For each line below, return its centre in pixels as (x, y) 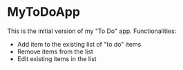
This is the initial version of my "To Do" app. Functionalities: (92, 31)
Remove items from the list (55, 51)
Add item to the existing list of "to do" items (79, 44)
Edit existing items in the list (57, 58)
